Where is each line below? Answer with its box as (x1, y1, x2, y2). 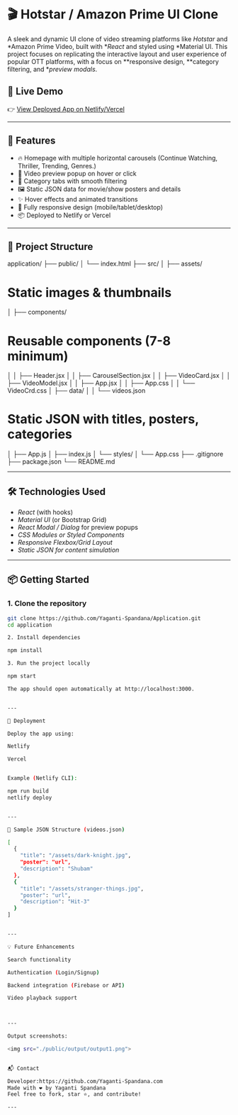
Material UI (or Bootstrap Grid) (17, 516, 107, 523)
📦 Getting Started (7, 574, 90, 586)
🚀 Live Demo (7, 85, 64, 97)
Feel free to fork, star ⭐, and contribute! (7, 1091, 142, 1098)
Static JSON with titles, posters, (7, 411, 199, 428)
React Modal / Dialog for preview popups (17, 523, 138, 531)
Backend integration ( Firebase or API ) (7, 981, 125, 989)
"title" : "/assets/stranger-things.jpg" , (20, 885, 144, 892)
